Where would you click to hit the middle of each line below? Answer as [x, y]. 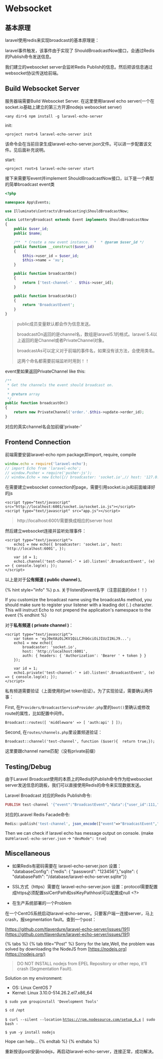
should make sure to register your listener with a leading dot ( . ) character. [79, 605]
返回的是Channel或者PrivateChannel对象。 [64, 341]
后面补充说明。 [33, 150]
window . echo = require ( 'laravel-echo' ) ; [47, 464]
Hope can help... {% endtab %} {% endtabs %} [52, 1041]
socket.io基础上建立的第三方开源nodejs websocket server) [64, 107]
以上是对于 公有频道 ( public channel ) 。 [45, 580]
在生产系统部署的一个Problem [42, 903]
